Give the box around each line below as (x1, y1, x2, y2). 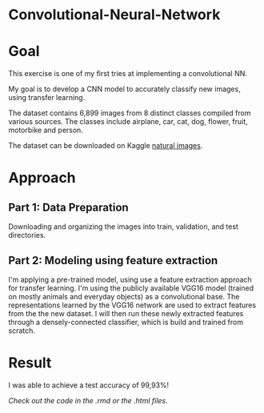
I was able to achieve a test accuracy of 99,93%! (8, 380, 170, 390)
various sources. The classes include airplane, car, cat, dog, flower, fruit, (8, 117, 248, 126)
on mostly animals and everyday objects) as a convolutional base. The (8, 291, 240, 301)
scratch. (8, 326, 36, 335)
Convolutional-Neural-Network (8, 6, 221, 24)
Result (8, 354, 52, 372)
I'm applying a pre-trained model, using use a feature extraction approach (8, 275, 252, 284)
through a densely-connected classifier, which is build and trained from (8, 317, 244, 327)
